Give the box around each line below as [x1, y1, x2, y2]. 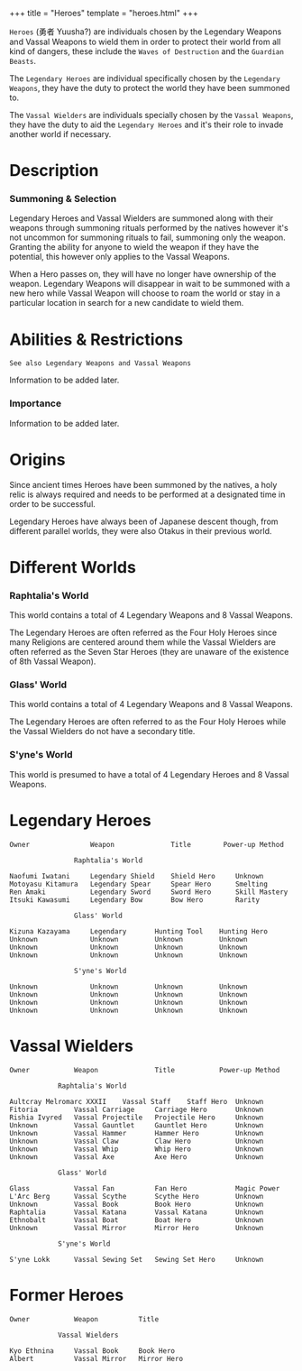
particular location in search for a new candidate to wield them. [9, 298, 244, 308]
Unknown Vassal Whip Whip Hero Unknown [9, 1145, 264, 1154]
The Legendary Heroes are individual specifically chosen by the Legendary [9, 73, 281, 84]
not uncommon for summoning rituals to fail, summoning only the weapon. [9, 232, 286, 243]
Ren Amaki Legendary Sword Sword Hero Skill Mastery [9, 888, 288, 897]
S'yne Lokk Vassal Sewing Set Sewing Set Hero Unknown [9, 1255, 264, 1264]
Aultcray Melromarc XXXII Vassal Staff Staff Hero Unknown [9, 1097, 264, 1106]
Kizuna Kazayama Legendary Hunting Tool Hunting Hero [9, 926, 269, 936]
